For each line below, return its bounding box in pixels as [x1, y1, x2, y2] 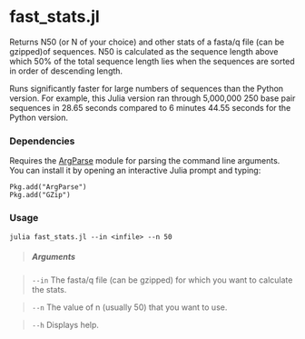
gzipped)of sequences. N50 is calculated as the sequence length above [9, 45, 279, 56]
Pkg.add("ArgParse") [9, 183, 88, 192]
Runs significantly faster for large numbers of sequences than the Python [9, 83, 284, 94]
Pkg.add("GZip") [9, 191, 71, 200]
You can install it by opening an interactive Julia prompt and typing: [9, 165, 261, 176]
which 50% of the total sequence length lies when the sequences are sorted [9, 55, 295, 66]
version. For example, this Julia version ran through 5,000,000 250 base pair [9, 93, 296, 104]
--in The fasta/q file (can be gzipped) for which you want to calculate [31, 274, 293, 285]
